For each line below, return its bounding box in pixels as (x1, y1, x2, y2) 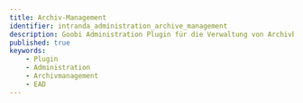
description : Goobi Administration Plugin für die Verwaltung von (9, 30, 264, 39)
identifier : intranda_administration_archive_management (9, 21, 228, 30)
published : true (9, 38, 70, 47)
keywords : (9, 47, 47, 56)
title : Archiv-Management (9, 13, 106, 22)
